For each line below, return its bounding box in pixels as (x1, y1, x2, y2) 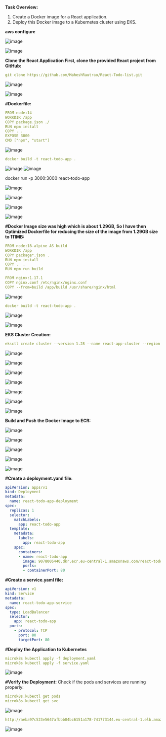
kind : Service (5, 591, 35, 596)
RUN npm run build (5, 267, 43, 272)
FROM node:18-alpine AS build (5, 243, 68, 248)
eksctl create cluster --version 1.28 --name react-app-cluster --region (5, 341, 161, 346)
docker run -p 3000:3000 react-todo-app (5, 175, 90, 181)
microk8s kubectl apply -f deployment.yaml (5, 656, 96, 661)
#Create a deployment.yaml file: (5, 475, 73, 481)
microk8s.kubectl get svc (5, 699, 58, 704)
